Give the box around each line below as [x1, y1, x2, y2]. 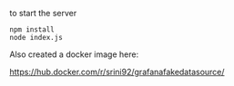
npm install [9, 25, 55, 34]
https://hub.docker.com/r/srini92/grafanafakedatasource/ [9, 67, 225, 77]
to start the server [9, 8, 77, 18]
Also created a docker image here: [9, 49, 139, 60]
